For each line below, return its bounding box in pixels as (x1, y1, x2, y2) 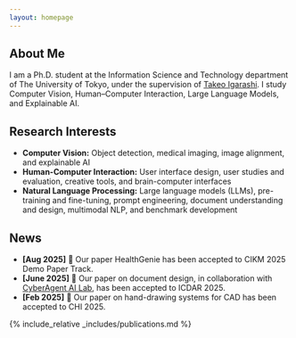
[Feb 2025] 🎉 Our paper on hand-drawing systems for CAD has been (21, 292, 277, 303)
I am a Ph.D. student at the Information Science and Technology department (9, 70, 289, 80)
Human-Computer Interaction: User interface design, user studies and (21, 167, 285, 177)
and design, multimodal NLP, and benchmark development (21, 204, 238, 215)
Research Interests (9, 124, 117, 139)
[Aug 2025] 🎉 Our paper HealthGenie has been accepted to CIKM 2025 (21, 254, 286, 265)
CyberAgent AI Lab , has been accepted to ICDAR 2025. (21, 283, 226, 293)
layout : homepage (9, 12, 74, 22)
